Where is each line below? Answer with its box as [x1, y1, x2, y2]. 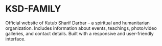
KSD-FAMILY [5, 3, 61, 15]
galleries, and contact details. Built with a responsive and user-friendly [5, 30, 154, 36]
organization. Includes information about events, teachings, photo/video [5, 25, 157, 31]
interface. [5, 36, 26, 42]
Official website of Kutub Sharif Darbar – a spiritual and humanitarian [5, 20, 150, 26]
